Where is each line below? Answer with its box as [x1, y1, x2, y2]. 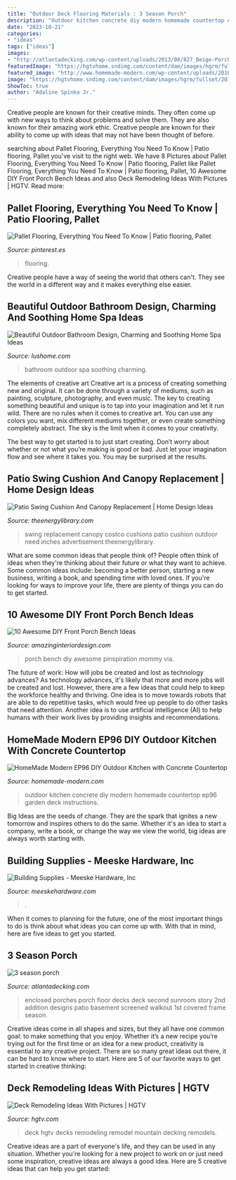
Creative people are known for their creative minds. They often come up [7, 108, 216, 117]
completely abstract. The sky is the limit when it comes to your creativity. [7, 423, 219, 432]
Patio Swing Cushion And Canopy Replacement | [7, 473, 225, 485]
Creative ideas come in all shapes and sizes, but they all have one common [7, 1024, 225, 1033]
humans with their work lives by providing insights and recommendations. [7, 713, 221, 722]
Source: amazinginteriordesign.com [7, 641, 111, 650]
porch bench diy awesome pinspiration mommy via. [24, 654, 174, 663]
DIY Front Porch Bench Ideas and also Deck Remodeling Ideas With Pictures [7, 174, 228, 183]
